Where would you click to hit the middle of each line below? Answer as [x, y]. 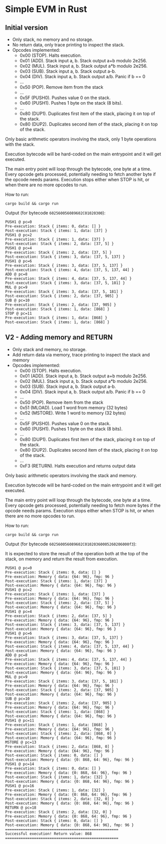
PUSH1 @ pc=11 [20, 721]
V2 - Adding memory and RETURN [59, 337]
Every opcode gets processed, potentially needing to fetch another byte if [81, 174]
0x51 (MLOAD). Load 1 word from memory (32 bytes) [74, 407]
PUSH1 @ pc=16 [20, 786]
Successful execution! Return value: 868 [49, 834]
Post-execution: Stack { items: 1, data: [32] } [56, 777]
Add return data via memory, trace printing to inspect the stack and [81, 355]
